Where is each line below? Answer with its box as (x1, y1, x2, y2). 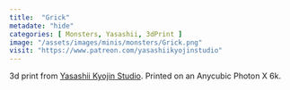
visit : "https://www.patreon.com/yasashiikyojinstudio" (9, 46, 223, 55)
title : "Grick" (9, 12, 70, 22)
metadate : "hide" (9, 21, 75, 30)
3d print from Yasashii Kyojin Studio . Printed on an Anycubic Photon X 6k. (9, 70, 281, 81)
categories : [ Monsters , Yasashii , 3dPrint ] (9, 29, 182, 38)
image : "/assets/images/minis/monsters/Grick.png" (9, 37, 203, 47)
